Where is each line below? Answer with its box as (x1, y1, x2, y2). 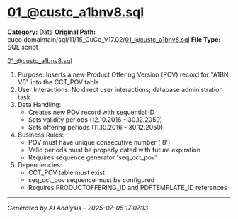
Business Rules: (17, 130, 64, 139)
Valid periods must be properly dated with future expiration (28, 145, 201, 154)
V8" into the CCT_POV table (17, 77, 99, 86)
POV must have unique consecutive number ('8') (28, 137, 171, 146)
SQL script (7, 43, 38, 51)
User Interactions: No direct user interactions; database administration (17, 85, 223, 94)
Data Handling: (17, 100, 62, 108)
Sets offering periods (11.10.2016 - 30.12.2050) (28, 123, 164, 131)
